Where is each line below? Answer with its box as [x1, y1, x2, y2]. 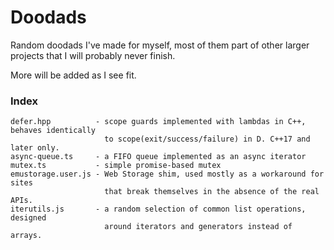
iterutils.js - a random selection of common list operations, [10, 204, 307, 215]
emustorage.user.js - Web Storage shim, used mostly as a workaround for [10, 169, 325, 180]
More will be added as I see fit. [10, 69, 137, 81]
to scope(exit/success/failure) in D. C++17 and [104, 134, 311, 145]
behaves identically [10, 126, 97, 136]
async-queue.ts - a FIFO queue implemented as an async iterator [10, 152, 307, 162]
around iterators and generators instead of [104, 222, 293, 232]
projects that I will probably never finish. [10, 49, 176, 61]
